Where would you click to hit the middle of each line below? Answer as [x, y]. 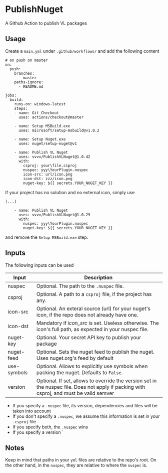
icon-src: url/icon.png [48, 174]
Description [98, 277]
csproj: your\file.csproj [50, 166]
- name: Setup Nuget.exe [40, 139]
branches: [24, 73]
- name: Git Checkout [36, 113]
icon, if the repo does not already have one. [87, 314]
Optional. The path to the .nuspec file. [80, 286]
